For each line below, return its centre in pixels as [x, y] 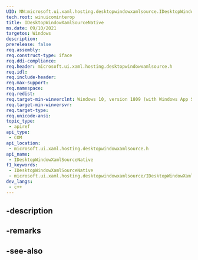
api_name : [18, 154]
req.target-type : [27, 110]
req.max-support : [27, 83]
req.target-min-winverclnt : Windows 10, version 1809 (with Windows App [97, 99]
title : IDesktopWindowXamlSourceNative [55, 22]
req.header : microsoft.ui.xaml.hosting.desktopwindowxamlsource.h [89, 66]
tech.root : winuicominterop [41, 17]
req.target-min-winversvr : [39, 105]
